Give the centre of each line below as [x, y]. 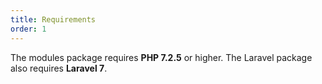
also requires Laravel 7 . [59, 68]
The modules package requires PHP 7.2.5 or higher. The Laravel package [161, 57]
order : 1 [28, 29]
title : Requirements [53, 19]
